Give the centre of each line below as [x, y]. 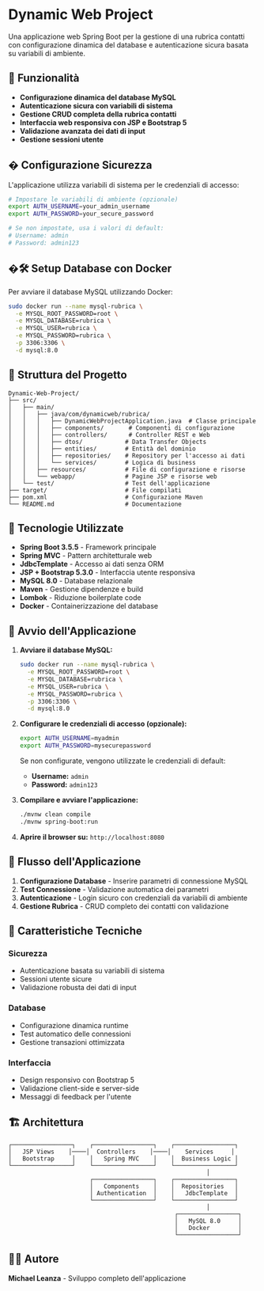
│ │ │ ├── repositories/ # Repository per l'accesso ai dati [127, 456]
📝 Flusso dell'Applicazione [75, 862]
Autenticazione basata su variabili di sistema [92, 970]
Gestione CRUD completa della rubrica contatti [98, 114]
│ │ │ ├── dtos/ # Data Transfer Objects [107, 442]
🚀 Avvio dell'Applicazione [72, 631]
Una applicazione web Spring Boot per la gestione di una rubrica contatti [126, 36]
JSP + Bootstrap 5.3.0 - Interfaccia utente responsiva [107, 572]
